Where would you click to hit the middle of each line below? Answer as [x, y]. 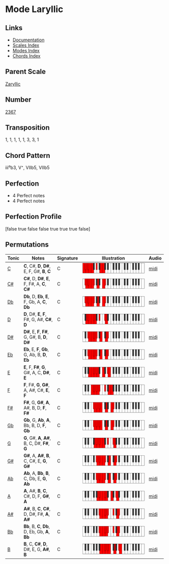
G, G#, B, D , [35, 337]
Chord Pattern [28, 155]
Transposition [28, 128]
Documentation [28, 40]
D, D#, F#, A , [37, 514]
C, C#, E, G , [35, 461]
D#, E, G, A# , [37, 549]
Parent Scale [26, 72]
